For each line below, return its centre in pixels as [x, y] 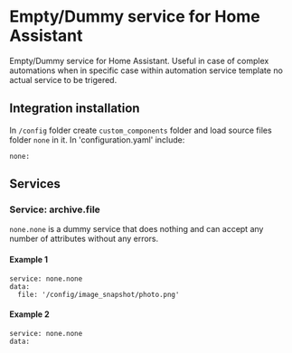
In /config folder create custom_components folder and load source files [141, 130]
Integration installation [75, 109]
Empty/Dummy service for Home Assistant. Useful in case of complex [139, 60]
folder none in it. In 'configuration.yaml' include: [97, 139]
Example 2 [29, 314]
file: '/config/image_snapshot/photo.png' [99, 294]
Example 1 [28, 260]
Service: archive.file [55, 209]
